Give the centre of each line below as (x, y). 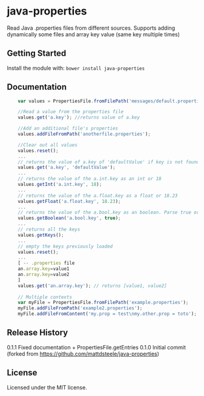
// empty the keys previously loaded (65, 246)
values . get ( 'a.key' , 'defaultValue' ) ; (67, 168)
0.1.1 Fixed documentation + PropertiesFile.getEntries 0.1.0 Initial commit (97, 347)
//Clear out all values (48, 145)
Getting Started (37, 54)
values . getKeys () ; (41, 235)
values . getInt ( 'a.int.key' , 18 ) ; (60, 185)
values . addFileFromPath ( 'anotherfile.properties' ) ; (84, 134)
